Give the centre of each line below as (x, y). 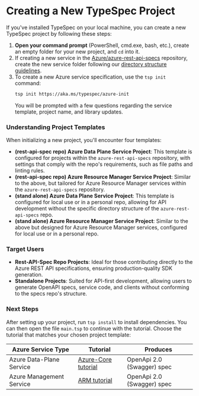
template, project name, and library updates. (69, 112)
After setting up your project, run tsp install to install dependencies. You (97, 322)
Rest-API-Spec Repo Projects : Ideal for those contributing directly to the (104, 262)
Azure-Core (95, 359)
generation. (29, 275)
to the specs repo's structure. (51, 294)
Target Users (25, 249)
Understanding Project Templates (56, 127)
